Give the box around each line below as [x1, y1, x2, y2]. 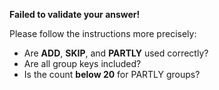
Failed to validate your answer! [9, 9, 141, 20]
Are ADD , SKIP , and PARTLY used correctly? [23, 47, 209, 59]
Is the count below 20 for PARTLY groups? [23, 69, 201, 80]
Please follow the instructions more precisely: [9, 28, 197, 39]
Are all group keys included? [23, 58, 142, 69]
